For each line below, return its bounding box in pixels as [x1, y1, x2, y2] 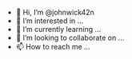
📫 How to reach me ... [15, 42, 90, 51]
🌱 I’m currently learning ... [15, 25, 102, 33]
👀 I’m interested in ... [15, 16, 84, 26]
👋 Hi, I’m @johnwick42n [15, 8, 94, 17]
